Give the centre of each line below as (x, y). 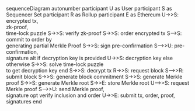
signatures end (24, 101)
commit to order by (29, 39)
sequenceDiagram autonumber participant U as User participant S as (89, 8)
